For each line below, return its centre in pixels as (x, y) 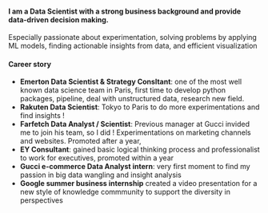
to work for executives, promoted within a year (97, 158)
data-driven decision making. (59, 19)
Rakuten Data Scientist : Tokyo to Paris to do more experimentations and (140, 107)
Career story (30, 64)
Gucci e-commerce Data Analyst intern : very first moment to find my (135, 167)
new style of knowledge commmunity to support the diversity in (125, 192)
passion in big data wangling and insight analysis (100, 175)
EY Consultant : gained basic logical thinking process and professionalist (140, 150)
